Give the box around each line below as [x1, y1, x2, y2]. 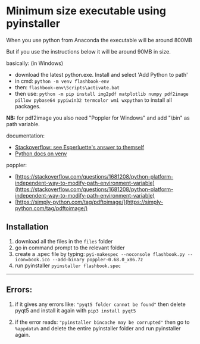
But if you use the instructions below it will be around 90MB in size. [6, 48, 171, 55]
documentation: [6, 132, 45, 139]
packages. [14, 102, 41, 110]
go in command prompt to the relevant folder [14, 244, 125, 251]
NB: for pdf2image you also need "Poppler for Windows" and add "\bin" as [6, 114, 190, 121]
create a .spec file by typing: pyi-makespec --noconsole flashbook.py [14, 250, 185, 257]
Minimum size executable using [6, 4, 167, 18]
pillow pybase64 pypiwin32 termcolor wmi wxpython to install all [14, 96, 173, 104]
